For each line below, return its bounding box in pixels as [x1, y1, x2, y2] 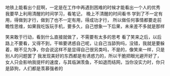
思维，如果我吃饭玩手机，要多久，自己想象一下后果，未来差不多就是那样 [14, 23, 165, 29]
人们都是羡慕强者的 [22, 65, 63, 71]
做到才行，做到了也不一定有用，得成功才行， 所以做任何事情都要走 [18, 17, 157, 23]
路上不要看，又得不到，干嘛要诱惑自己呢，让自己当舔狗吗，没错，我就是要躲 [5, 40, 165, 46]
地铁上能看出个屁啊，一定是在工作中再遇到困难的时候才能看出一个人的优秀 [5, 5, 160, 10]
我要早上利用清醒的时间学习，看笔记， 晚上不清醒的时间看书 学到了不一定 [5, 11, 158, 17]
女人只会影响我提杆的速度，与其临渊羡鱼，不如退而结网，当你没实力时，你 [5, 59, 160, 65]
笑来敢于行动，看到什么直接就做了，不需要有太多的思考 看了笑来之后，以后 [5, 34, 162, 40]
